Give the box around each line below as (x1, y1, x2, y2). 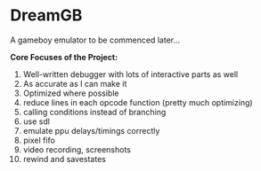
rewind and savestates (22, 153, 106, 164)
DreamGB (10, 5, 83, 26)
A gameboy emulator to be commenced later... (10, 35, 181, 45)
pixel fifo (22, 135, 56, 145)
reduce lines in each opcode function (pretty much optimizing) (22, 97, 253, 107)
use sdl (22, 116, 50, 127)
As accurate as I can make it (22, 78, 127, 89)
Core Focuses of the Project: (10, 51, 118, 62)
